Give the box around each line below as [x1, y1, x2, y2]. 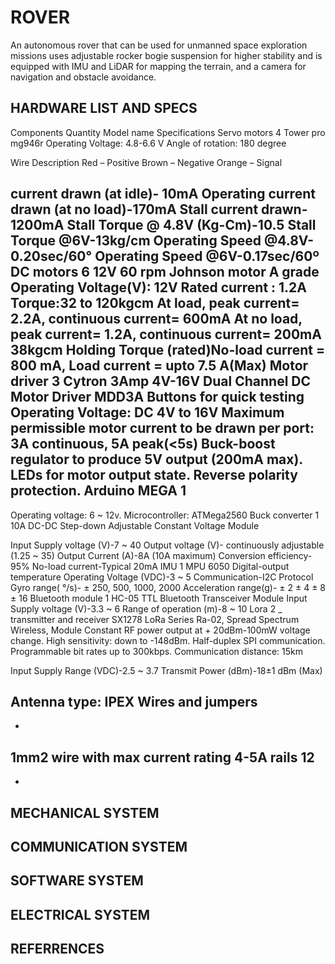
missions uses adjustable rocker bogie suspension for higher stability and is [10, 49, 323, 61]
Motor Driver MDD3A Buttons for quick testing [10, 389, 305, 406]
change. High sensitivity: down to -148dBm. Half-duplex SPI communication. [10, 634, 326, 646]
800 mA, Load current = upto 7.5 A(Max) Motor [10, 357, 309, 375]
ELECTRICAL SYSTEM [10, 906, 151, 923]
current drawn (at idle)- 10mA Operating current [10, 186, 316, 203]
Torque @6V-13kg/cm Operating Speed [10, 232, 262, 250]
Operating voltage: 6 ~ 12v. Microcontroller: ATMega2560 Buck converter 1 [10, 509, 320, 521]
